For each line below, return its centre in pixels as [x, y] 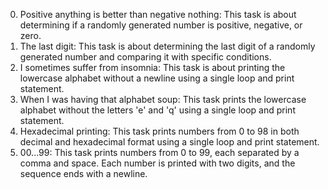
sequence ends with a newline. [83, 173]
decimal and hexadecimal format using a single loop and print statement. [169, 142]
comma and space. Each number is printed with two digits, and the [157, 163]
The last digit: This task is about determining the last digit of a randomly [167, 46]
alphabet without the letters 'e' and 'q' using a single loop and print [157, 110]
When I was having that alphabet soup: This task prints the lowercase [163, 99]
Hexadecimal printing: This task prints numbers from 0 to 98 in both [159, 131]
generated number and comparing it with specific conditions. [145, 57]
